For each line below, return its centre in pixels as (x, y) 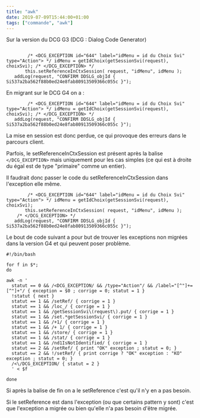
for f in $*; (22, 265)
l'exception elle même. (34, 184)
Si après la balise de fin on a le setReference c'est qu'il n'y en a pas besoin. (99, 391)
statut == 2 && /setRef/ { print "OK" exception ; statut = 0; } (94, 348)
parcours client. (25, 142)
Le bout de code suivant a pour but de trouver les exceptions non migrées (97, 237)
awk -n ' (17, 280)
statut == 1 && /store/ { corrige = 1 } (62, 333)
